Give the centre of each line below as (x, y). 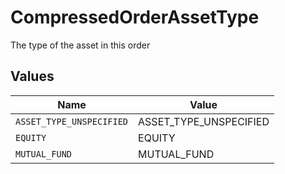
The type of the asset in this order (80, 45)
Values (32, 76)
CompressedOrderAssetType (135, 17)
